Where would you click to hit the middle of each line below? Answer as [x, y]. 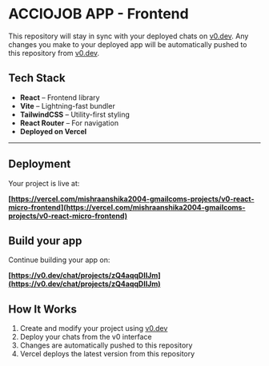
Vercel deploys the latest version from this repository [107, 354]
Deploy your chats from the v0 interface [86, 337]
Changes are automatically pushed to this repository [106, 345]
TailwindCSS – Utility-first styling [74, 114]
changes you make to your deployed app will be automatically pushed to [128, 44]
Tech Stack [37, 78]
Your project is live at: [44, 183]
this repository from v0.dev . [54, 53]
